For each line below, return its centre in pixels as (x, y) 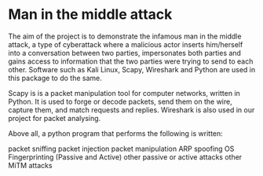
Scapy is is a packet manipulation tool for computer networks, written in (124, 93)
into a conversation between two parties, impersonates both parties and (125, 53)
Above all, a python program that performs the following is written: (116, 133)
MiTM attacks (30, 165)
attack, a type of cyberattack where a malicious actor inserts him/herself (126, 44)
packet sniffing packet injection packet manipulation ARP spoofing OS (121, 148)
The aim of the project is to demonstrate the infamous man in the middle (125, 36)
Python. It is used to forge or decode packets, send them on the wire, (121, 101)
